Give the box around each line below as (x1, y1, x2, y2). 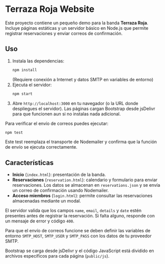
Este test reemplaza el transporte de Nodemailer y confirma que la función (5, 139, 157, 145)
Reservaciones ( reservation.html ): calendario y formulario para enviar (12, 177, 158, 183)
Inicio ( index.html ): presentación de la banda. (12, 172, 106, 178)
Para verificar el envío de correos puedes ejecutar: (5, 120, 109, 126)
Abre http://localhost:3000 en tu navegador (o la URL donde (12, 100, 138, 106)
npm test (5, 130, 23, 135)
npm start (12, 91, 33, 96)
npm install (12, 67, 37, 72)
